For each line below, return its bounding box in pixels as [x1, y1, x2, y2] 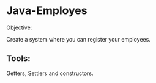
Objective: [6, 24, 32, 31]
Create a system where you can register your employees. [6, 35, 151, 43]
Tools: [6, 53, 31, 64]
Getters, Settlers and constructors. [6, 70, 94, 77]
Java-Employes [6, 4, 87, 18]
